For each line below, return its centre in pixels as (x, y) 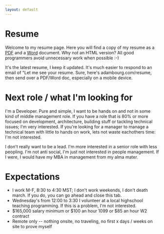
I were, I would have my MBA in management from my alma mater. (72, 157)
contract (20, 216)
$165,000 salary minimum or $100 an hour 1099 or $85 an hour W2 (80, 211)
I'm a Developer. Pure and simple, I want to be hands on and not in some (78, 111)
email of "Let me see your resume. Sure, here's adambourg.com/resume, (79, 72)
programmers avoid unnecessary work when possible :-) (62, 58)
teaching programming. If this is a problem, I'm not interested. (74, 206)
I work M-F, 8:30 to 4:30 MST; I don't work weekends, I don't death (80, 190)
